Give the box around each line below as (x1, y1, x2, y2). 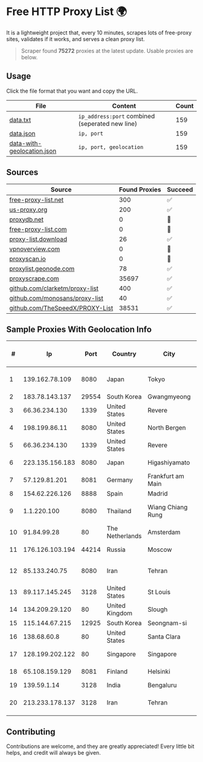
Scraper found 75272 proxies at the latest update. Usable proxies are (21, 47, 193, 55)
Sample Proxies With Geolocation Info (6, 324, 152, 334)
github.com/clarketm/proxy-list (9, 284, 98, 293)
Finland (106, 668, 128, 676)
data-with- (9, 139, 42, 147)
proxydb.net (9, 215, 44, 224)
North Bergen (147, 423, 186, 432)
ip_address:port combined (78, 111, 155, 120)
